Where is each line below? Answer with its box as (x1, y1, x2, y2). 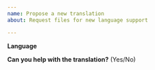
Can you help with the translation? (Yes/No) (7, 55, 136, 63)
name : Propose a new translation (7, 10, 105, 17)
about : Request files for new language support (7, 17, 149, 24)
